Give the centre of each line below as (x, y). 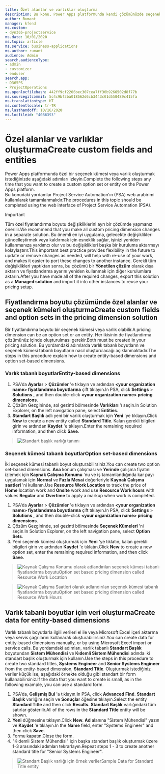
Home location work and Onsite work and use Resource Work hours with (80, 490)
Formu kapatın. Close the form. (43, 736)
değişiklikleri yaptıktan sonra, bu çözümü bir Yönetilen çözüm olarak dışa (79, 266)
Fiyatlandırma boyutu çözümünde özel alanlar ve (81, 302)
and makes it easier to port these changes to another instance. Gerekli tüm (81, 261)
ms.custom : (16, 28)
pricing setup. (19, 287)
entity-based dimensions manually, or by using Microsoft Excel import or (79, 643)
